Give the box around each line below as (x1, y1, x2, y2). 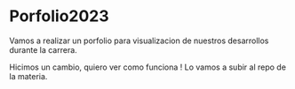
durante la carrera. (9, 44, 77, 55)
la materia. (9, 70, 48, 81)
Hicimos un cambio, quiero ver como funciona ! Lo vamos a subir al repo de (9, 62, 287, 72)
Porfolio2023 (9, 6, 109, 26)
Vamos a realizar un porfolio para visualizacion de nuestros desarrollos (9, 35, 269, 46)
